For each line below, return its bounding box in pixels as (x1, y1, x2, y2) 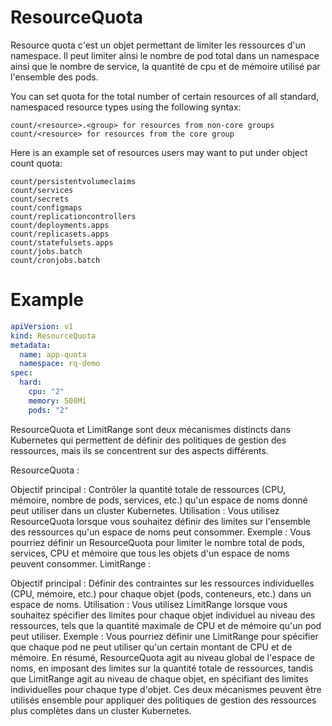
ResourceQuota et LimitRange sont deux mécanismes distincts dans (10, 423, 291, 435)
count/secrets (10, 194, 70, 204)
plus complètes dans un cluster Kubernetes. (10, 704, 192, 716)
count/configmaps (10, 202, 83, 213)
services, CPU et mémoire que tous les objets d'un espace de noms (10, 547, 290, 559)
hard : (19, 377, 43, 388)
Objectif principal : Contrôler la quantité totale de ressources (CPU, (10, 483, 287, 495)
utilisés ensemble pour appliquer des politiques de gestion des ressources (10, 694, 317, 706)
